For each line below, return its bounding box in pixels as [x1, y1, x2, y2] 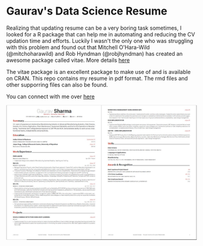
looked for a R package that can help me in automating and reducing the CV [6, 30, 195, 38]
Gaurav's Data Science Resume [6, 4, 167, 18]
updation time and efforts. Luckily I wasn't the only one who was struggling [6, 37, 193, 44]
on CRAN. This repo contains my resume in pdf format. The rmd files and [6, 75, 188, 82]
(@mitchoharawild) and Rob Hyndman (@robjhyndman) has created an [6, 50, 183, 57]
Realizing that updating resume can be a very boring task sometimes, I [6, 24, 182, 32]
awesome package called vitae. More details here [6, 56, 130, 64]
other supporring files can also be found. [6, 81, 108, 88]
